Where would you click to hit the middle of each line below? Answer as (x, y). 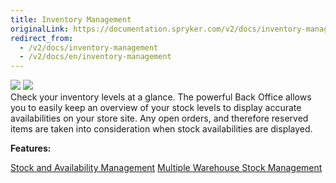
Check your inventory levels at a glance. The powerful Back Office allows (161, 97)
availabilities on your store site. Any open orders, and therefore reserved (159, 118)
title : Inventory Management (71, 19)
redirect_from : (42, 38)
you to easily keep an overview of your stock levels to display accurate (156, 108)
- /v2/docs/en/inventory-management (95, 57)
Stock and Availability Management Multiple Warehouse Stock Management (166, 168)
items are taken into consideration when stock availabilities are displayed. (161, 129)
